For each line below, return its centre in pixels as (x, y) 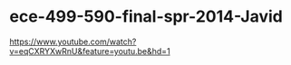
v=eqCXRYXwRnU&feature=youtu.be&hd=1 (90, 51)
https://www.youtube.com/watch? (73, 42)
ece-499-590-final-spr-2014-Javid (146, 17)
